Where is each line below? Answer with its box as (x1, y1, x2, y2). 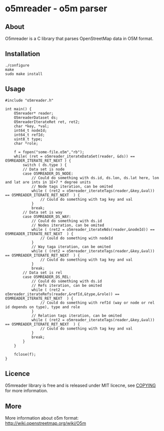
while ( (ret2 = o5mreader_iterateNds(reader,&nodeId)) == (31, 227, 155, 232)
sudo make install (5, 71, 43, 76)
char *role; (14, 141, 38, 146)
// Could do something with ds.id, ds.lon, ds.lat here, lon (31, 175, 160, 180)
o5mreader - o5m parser (5, 3, 108, 14)
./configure (5, 62, 29, 68)
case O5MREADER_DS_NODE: (23, 171, 74, 176)
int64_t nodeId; (14, 128, 48, 133)
